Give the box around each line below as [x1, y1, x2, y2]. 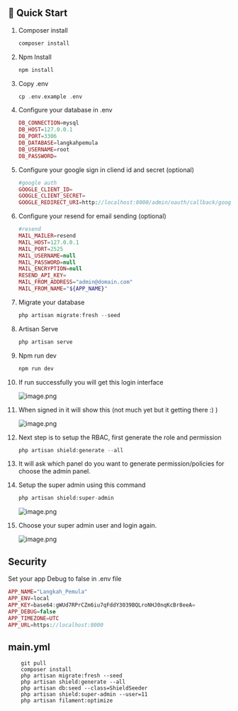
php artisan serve [18, 338, 73, 346]
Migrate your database [18, 298, 85, 306]
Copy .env [18, 79, 49, 87]
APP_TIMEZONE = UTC [8, 614, 59, 622]
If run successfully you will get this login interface [18, 378, 164, 386]
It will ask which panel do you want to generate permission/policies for [18, 459, 225, 468]
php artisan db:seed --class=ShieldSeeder [21, 685, 148, 692]
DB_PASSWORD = [18, 152, 57, 160]
